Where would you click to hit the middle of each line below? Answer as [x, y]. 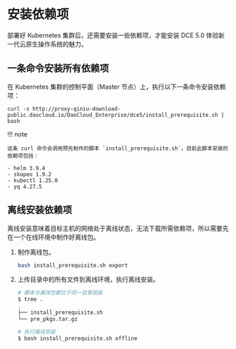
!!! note [18, 134]
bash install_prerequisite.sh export [73, 265]
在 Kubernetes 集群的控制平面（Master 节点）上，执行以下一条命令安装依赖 [117, 87]
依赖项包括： [23, 156]
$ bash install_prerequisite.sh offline [77, 338]
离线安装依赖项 [40, 210]
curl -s [19, 109]
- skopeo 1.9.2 [29, 174]
